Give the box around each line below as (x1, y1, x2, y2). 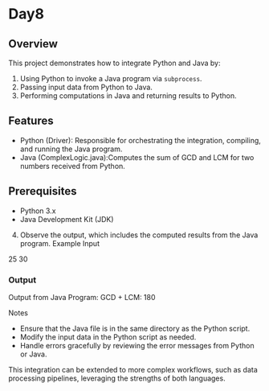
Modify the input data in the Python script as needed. (19, 331, 197, 342)
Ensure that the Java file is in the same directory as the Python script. (19, 323, 251, 333)
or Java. (19, 349, 47, 359)
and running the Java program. (19, 144, 123, 154)
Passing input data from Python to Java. (19, 82, 153, 92)
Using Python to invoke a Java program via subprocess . (19, 74, 202, 83)
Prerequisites (8, 184, 77, 198)
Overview (8, 37, 59, 51)
